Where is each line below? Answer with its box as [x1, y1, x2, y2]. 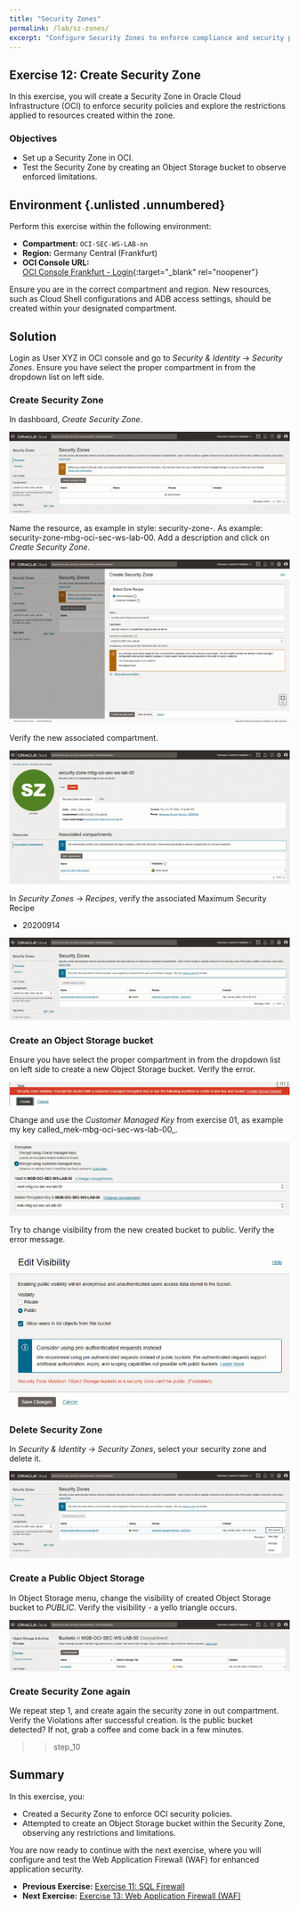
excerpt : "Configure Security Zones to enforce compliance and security [9, 33, 285, 42]
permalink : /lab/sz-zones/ [9, 23, 109, 33]
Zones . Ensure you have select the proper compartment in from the [9, 362, 256, 373]
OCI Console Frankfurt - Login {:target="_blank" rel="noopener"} [21, 267, 260, 278]
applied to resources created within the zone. [9, 110, 175, 120]
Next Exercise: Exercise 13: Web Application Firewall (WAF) [21, 1890, 241, 1901]
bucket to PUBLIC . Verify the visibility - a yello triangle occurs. [9, 1602, 238, 1613]
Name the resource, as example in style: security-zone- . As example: [9, 523, 263, 534]
